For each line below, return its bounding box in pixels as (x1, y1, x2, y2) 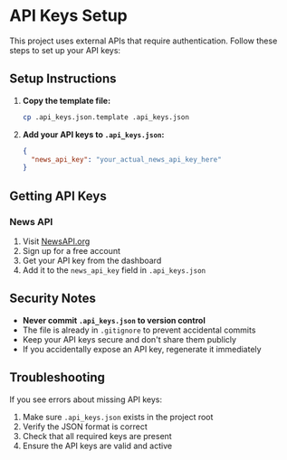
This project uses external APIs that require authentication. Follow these (9, 35, 278, 46)
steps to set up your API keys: (9, 44, 120, 55)
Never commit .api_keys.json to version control (22, 314, 206, 325)
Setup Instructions (9, 71, 117, 87)
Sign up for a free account (22, 245, 120, 256)
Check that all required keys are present (22, 430, 172, 441)
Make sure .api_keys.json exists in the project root (22, 411, 214, 422)
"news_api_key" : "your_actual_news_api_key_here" (31, 155, 222, 164)
